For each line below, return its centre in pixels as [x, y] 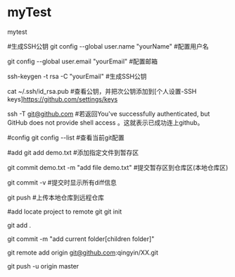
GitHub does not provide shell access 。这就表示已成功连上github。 [106, 122]
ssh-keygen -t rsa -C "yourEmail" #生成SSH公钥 [77, 76]
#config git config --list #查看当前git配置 [66, 137]
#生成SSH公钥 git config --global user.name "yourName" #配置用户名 [108, 46]
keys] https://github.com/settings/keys [63, 99]
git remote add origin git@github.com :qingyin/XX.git [83, 252]
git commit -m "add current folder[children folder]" [81, 239]
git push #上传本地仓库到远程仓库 [56, 197]
